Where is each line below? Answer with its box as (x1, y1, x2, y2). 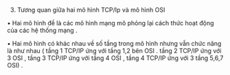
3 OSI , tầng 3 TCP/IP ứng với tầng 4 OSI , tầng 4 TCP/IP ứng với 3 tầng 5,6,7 (7, 54, 224, 62)
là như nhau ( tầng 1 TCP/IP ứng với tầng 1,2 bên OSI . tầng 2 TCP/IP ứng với (7, 47, 222, 55)
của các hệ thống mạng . (7, 27, 78, 34)
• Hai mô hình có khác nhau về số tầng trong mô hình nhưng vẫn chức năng (7, 40, 222, 47)
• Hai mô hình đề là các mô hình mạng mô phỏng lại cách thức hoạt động (7, 19, 214, 27)
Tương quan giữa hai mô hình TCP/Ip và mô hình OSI (16, 6, 165, 14)
